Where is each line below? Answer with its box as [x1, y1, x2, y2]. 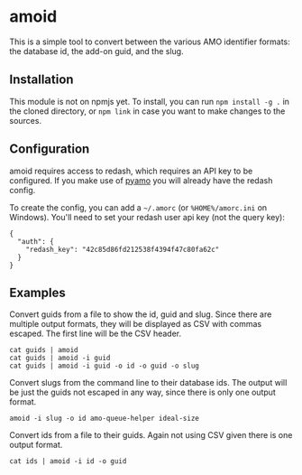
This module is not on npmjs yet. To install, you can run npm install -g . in [9, 96, 290, 107]
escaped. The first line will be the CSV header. [9, 328, 182, 340]
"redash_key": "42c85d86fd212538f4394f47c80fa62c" [25, 245, 220, 254]
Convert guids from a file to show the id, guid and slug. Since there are [9, 309, 272, 320]
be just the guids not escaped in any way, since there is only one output [9, 387, 277, 398]
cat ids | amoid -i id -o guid [9, 457, 127, 466]
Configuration [9, 142, 90, 157]
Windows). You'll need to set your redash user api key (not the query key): [9, 211, 286, 222]
